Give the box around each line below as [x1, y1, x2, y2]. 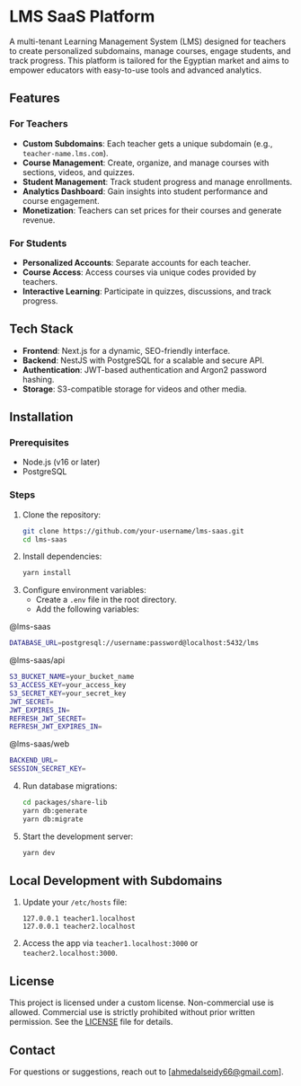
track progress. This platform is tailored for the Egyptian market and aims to [9, 55, 289, 66]
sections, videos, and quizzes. [22, 166, 135, 177]
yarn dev [22, 848, 56, 857]
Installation [9, 410, 74, 425]
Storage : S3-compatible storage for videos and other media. [22, 384, 247, 394]
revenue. [22, 214, 56, 225]
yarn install [22, 569, 72, 578]
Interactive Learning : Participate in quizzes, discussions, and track [22, 286, 271, 296]
